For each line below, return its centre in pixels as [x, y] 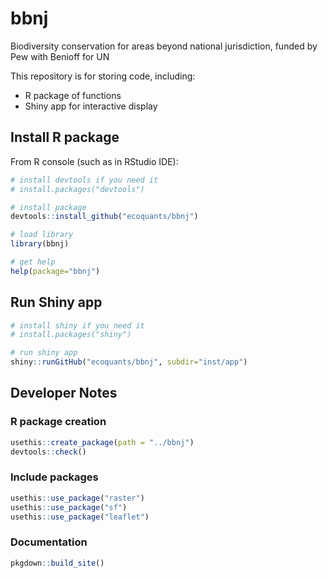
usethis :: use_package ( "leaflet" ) [80, 517]
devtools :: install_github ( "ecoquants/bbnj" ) [104, 217]
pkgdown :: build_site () [57, 563]
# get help [33, 262]
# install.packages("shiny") [71, 335]
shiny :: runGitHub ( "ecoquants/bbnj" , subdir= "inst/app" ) [129, 362]
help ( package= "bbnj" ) [55, 271]
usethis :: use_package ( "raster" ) [77, 498]
